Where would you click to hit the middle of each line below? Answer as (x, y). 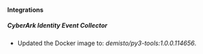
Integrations (25, 10)
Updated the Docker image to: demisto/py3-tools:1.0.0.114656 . (107, 43)
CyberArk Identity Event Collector (58, 26)
